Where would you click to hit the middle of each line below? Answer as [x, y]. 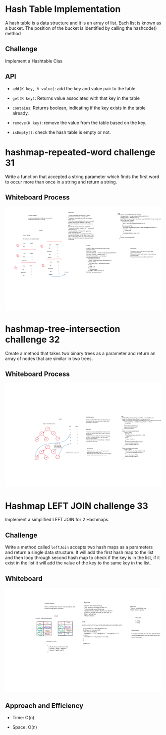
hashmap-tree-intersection [63, 329]
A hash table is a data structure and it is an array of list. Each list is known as [83, 23]
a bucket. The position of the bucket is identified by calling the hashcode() [81, 28]
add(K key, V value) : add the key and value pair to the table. [75, 88]
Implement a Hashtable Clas [34, 61]
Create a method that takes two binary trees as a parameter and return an [81, 353]
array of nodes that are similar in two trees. [49, 359]
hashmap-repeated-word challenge [80, 152]
